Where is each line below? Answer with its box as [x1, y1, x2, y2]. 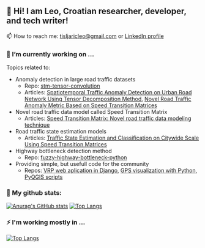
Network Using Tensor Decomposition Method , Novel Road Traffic [24, 96, 192, 103]
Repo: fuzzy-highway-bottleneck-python [24, 154, 127, 161]
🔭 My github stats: [6, 189, 62, 197]
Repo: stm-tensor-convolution [24, 82, 100, 89]
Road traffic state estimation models [15, 128, 107, 135]
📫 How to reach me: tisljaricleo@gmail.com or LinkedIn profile [6, 32, 164, 40]
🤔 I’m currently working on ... [6, 50, 95, 58]
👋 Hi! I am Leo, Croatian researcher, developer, [6, 6, 187, 17]
